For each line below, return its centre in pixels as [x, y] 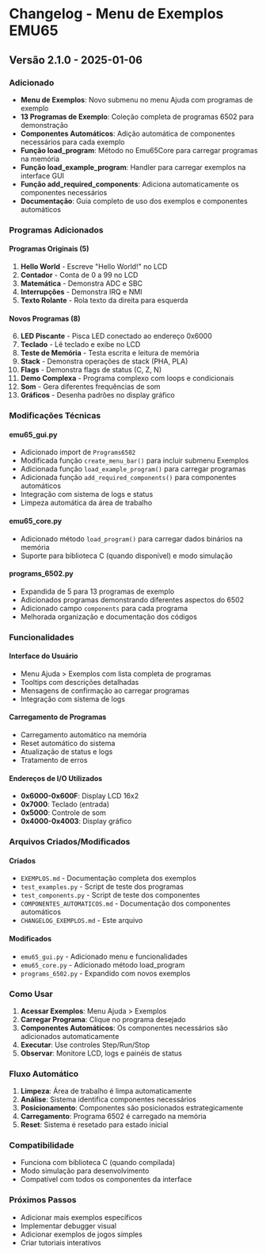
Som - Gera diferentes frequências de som [90, 387]
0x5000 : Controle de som [63, 813]
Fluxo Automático [44, 1074]
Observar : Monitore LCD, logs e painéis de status [101, 1053]
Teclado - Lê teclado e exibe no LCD [80, 344]
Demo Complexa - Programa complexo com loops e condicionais [127, 379]
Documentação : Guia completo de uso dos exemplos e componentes [134, 201]
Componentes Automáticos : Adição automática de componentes [128, 133]
